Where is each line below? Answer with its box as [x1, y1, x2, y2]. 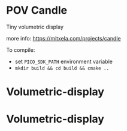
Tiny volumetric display [6, 23, 64, 30]
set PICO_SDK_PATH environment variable [14, 58, 113, 65]
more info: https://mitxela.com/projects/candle [6, 35, 121, 42]
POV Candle [6, 4, 68, 17]
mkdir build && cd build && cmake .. [14, 65, 110, 71]
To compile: [6, 46, 35, 54]
